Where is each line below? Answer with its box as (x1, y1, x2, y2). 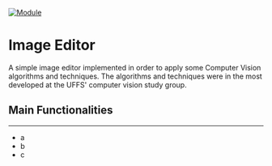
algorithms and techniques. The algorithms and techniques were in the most (8, 71, 263, 81)
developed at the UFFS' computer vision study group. (8, 79, 188, 89)
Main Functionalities (8, 104, 113, 117)
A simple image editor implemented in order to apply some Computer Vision (8, 62, 261, 72)
